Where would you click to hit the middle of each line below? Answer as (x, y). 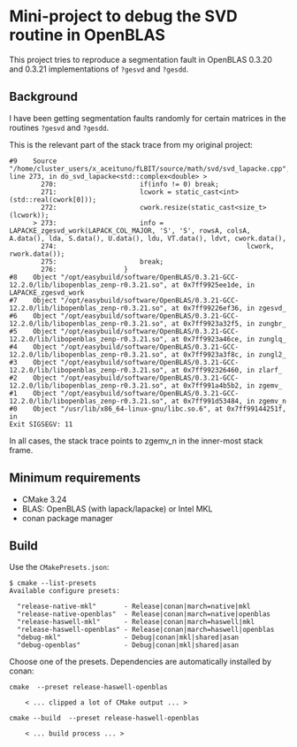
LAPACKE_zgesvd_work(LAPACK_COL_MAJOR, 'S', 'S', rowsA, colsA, (130, 231)
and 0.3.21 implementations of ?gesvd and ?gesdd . (99, 69)
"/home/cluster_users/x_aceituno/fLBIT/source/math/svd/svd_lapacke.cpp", (150, 169)
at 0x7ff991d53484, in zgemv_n (229, 401)
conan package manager (67, 518)
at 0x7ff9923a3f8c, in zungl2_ (229, 354)
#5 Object (33, 331)
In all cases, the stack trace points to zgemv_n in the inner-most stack (136, 441)
